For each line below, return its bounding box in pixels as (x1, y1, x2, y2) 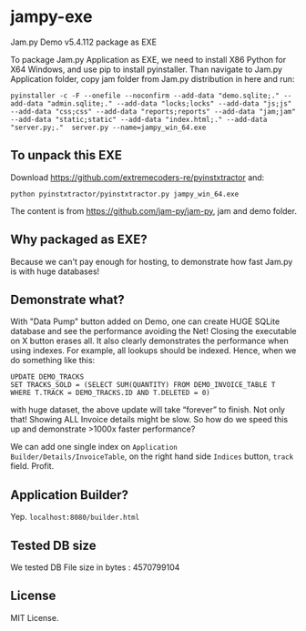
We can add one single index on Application (10, 442, 178, 453)
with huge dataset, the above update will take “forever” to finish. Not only (10, 404, 286, 415)
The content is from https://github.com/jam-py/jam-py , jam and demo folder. (10, 205, 297, 216)
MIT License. (10, 612, 59, 623)
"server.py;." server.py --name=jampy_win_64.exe (10, 123, 207, 132)
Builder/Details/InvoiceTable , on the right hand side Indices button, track (10, 451, 294, 462)
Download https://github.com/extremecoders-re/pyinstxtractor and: (10, 171, 265, 183)
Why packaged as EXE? (10, 232, 148, 248)
